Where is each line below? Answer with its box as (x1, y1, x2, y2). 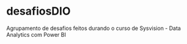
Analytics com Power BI (6, 31, 66, 38)
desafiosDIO (6, 4, 71, 18)
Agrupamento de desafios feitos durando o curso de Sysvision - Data (6, 24, 182, 32)
